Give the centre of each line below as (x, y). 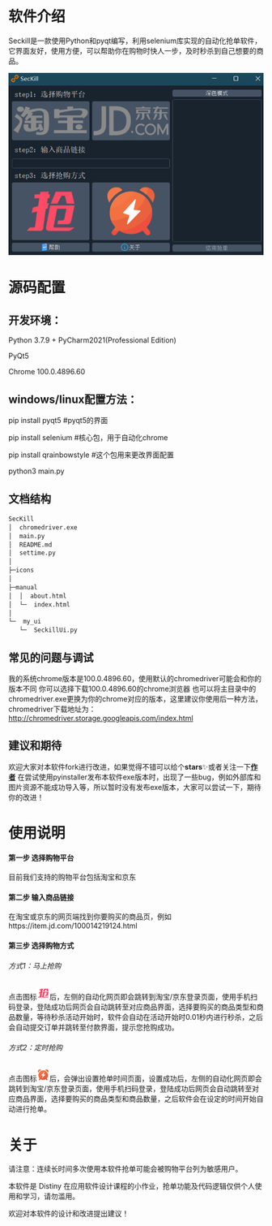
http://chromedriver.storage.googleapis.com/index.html (101, 718)
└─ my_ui (25, 622)
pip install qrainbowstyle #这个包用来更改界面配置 (91, 455)
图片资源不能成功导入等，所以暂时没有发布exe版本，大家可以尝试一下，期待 (135, 787)
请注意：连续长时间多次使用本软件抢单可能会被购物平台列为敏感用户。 (125, 1169)
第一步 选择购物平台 (41, 857)
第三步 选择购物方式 (41, 945)
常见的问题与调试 (51, 657)
